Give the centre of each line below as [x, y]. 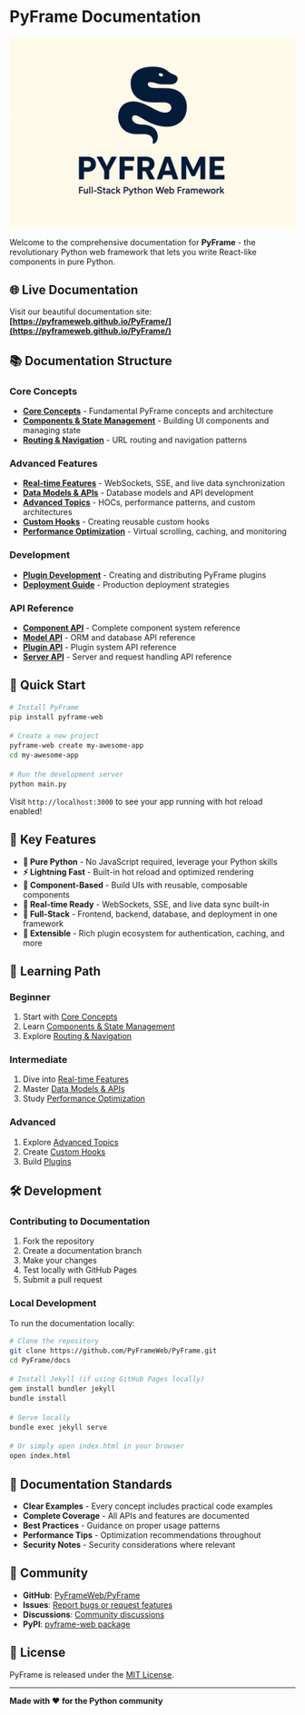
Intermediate [39, 1060]
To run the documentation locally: [72, 1323]
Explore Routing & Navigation [77, 1036]
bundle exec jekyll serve [58, 1427]
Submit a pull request [62, 1280]
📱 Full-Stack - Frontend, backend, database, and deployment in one [150, 914]
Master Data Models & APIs [74, 1089]
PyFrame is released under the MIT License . [92, 1674]
